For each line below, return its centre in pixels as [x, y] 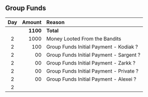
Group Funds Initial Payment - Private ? [92, 71]
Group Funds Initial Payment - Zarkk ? [91, 63]
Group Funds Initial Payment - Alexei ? [91, 79]
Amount [32, 22]
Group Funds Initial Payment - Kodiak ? [92, 47]
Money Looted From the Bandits [84, 38]
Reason [56, 22]
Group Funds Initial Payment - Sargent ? [93, 55]
